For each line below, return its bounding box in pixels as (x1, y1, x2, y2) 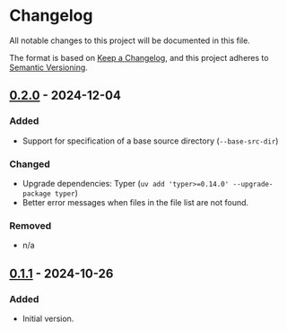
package (22, 189, 51, 198)
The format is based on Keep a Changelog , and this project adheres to (9, 52, 269, 63)
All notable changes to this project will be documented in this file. (9, 35, 251, 46)
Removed (9, 219, 52, 231)
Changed (9, 158, 51, 170)
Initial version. (22, 313, 74, 324)
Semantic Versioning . (9, 62, 88, 73)
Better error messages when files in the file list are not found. (22, 196, 249, 207)
